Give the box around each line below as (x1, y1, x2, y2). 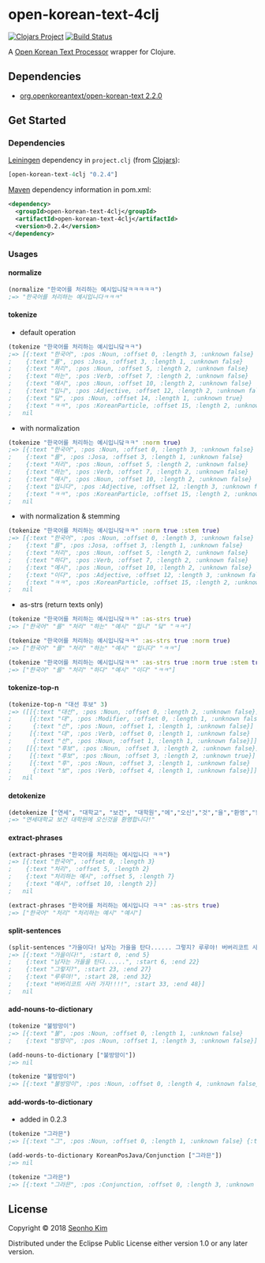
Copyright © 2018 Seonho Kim (8, 1223, 108, 1233)
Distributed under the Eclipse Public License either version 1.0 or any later (8, 1238, 248, 1248)
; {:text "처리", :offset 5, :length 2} (8, 865, 150, 873)
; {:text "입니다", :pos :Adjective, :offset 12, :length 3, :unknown (8, 482, 251, 491)
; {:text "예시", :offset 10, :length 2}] (8, 880, 158, 888)
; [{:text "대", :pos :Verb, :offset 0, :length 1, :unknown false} (8, 730, 251, 738)
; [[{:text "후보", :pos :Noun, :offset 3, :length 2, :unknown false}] (8, 745, 259, 752)
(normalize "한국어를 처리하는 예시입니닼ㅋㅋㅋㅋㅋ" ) (8, 285, 162, 293)
